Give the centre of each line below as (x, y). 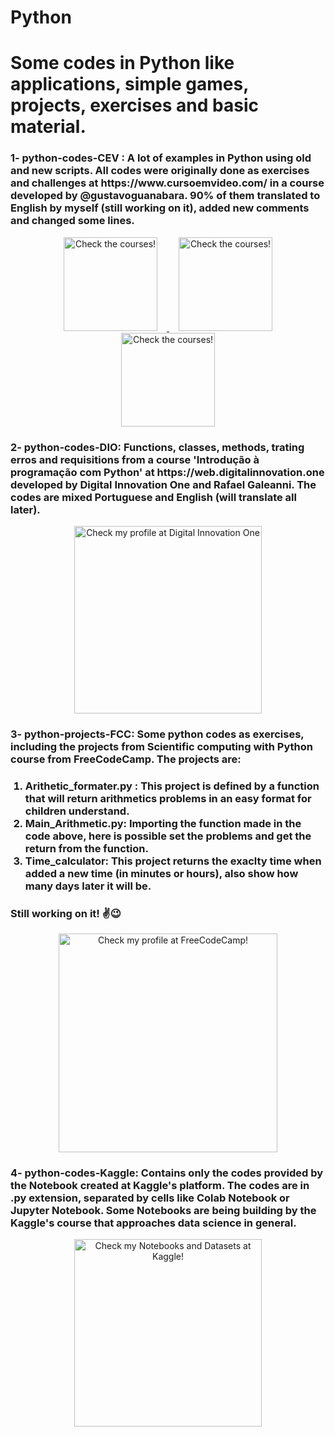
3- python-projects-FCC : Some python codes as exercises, (157, 734)
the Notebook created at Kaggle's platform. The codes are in (160, 1186)
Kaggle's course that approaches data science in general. (153, 1223)
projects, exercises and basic (134, 105)
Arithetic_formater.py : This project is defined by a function (172, 786)
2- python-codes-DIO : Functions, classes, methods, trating (157, 447)
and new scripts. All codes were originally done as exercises (160, 171)
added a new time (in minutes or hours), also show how (161, 873)
